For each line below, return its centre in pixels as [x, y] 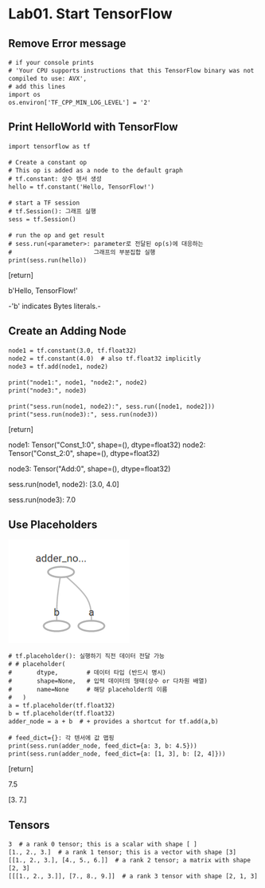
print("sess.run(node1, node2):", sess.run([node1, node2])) [112, 406]
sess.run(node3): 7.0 [42, 499]
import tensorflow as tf [49, 146]
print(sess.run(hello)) [48, 260]
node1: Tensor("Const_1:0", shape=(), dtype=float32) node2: [107, 445]
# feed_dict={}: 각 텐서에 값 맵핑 [61, 738]
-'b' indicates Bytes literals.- [55, 306]
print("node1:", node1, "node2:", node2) [78, 383]
